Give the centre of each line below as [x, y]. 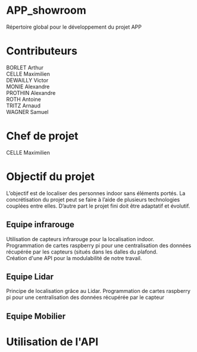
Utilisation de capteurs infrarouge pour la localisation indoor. [80, 239]
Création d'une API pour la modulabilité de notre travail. [74, 258]
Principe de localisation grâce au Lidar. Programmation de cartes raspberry [98, 291]
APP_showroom [46, 10]
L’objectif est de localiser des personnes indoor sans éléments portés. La [96, 193]
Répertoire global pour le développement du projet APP [74, 27]
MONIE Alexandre [28, 87]
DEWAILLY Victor [27, 80]
